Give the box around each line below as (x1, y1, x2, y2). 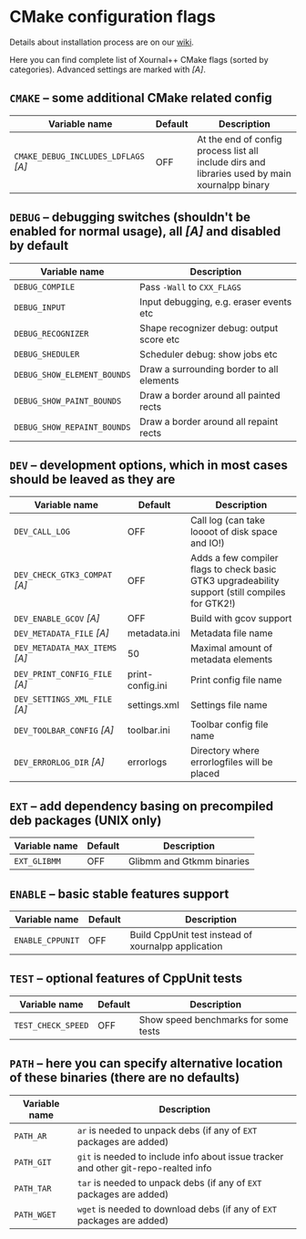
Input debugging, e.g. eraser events (139, 295, 292, 307)
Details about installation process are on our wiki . (9, 36, 194, 47)
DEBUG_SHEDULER (14, 349, 80, 359)
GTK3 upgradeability (189, 575, 280, 588)
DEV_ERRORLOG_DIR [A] (14, 755, 105, 768)
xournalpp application (129, 940, 223, 953)
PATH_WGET (14, 1209, 56, 1220)
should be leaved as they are (9, 472, 176, 487)
